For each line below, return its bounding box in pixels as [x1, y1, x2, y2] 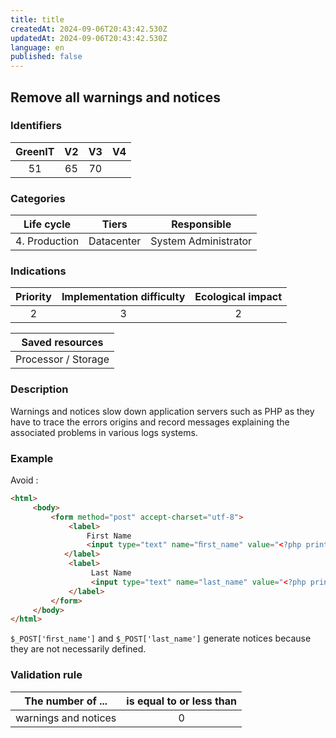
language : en [10, 42, 65, 53]
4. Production [15, 234, 80, 248]
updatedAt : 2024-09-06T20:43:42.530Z [10, 33, 168, 43]
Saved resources [21, 336, 104, 350]
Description [10, 382, 69, 396]
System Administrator [150, 234, 253, 248]
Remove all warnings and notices [10, 89, 221, 106]
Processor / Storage [15, 352, 110, 366]
